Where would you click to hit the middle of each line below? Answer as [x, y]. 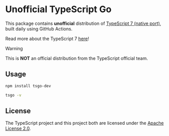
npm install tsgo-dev [28, 86]
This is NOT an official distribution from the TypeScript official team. [77, 58]
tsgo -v [13, 95]
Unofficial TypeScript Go [59, 9]
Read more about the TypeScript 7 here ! [47, 39]
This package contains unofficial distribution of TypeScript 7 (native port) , [83, 23]
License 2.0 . [18, 128]
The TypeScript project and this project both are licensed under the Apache [84, 123]
